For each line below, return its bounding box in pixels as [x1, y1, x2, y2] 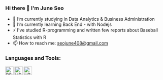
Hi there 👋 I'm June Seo [5, 5, 64, 12]
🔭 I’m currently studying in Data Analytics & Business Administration [12, 16, 155, 22]
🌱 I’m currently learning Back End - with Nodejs [12, 21, 112, 27]
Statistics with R [12, 34, 47, 41]
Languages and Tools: [5, 55, 61, 62]
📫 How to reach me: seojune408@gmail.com [12, 40, 108, 46]
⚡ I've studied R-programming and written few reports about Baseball [12, 27, 158, 33]
